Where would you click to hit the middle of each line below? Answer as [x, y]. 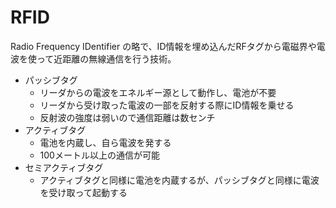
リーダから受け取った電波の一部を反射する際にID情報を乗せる [167, 105]
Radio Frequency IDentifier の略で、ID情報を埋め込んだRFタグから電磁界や [163, 46]
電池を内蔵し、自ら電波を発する [105, 142]
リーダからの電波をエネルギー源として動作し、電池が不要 [158, 92]
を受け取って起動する [83, 192]
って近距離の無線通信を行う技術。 [106, 58]
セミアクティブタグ [64, 167]
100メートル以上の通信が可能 [99, 155]
